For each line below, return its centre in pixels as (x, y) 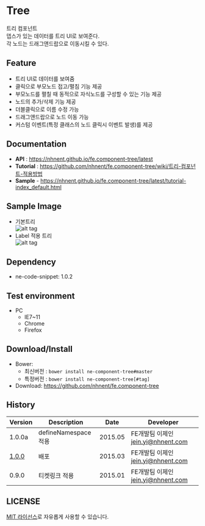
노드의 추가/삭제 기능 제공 (45, 101)
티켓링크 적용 (56, 475)
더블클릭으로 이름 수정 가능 (47, 109)
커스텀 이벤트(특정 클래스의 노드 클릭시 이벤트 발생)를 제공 (84, 124)
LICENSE (23, 502)
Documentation (37, 144)
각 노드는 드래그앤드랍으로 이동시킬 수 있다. (58, 43)
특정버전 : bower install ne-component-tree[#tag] (87, 379)
